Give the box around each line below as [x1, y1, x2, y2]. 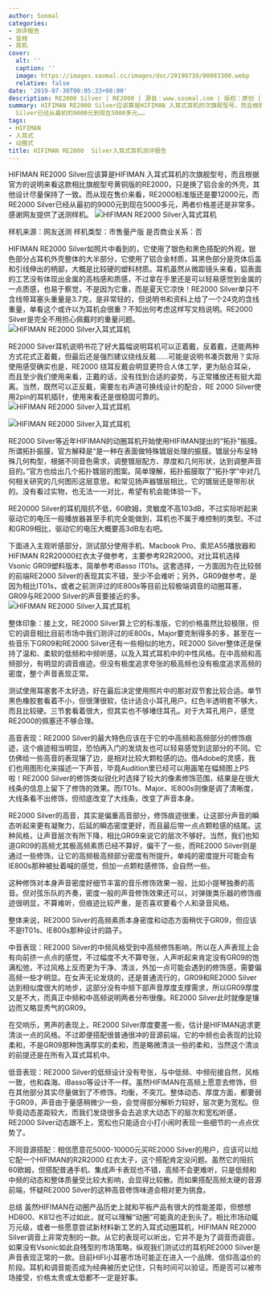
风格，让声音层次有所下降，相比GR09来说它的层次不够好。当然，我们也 [14, 831, 252, 841]
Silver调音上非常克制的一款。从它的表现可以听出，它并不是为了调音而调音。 [8, 1233, 260, 1242]
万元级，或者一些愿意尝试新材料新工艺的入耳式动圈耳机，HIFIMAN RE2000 [8, 1222, 257, 1232]
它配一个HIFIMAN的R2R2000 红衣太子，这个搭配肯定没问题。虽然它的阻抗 [8, 1155, 255, 1164]
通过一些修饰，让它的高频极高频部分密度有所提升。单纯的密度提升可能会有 [8, 851, 255, 861]
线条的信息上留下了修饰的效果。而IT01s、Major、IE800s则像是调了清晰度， [8, 784, 258, 793]
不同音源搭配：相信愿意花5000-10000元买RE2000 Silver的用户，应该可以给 [8, 1145, 259, 1155]
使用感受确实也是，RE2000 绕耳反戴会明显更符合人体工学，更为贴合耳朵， [8, 362, 256, 371]
